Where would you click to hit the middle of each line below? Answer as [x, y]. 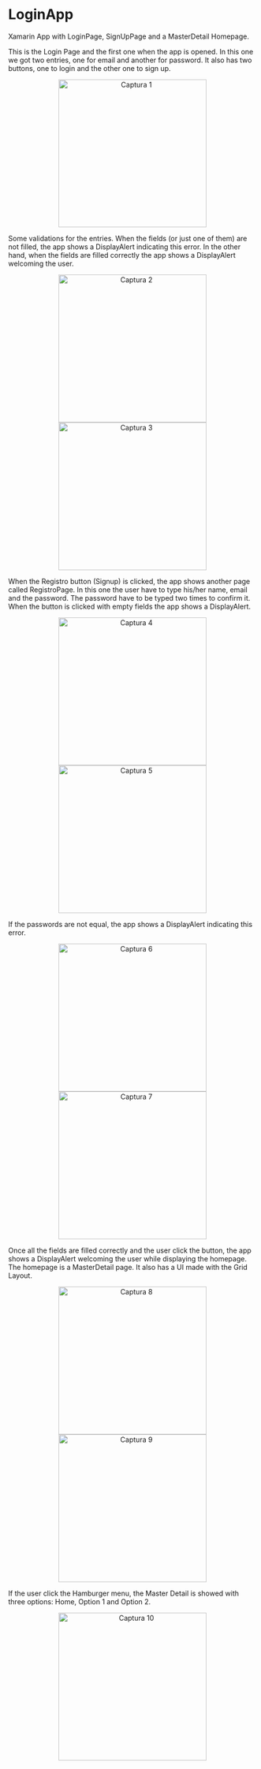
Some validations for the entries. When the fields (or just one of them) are [128, 238]
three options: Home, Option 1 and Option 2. [80, 1601]
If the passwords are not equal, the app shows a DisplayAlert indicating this [130, 924]
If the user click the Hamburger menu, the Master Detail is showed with [123, 1593]
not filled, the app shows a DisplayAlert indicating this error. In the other [125, 247]
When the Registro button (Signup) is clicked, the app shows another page [129, 581]
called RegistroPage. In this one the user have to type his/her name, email [128, 590]
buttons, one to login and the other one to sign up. [89, 68]
